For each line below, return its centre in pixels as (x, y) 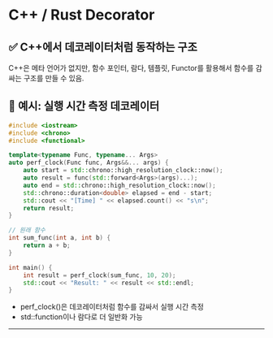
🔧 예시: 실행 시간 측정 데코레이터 (84, 106)
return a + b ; (47, 245)
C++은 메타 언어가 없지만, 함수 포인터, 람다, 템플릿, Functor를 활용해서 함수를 (131, 68)
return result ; (49, 208)
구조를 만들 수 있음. (54, 78)
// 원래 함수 (27, 230)
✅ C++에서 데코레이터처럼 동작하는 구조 (103, 47)
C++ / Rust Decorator (82, 15)
